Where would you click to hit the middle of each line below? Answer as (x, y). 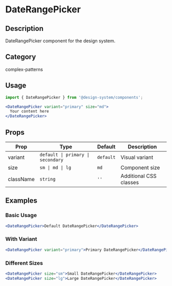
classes (130, 182)
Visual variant (137, 157)
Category (21, 57)
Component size (140, 167)
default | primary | (64, 155)
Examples (21, 201)
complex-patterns (24, 69)
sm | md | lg (56, 167)
